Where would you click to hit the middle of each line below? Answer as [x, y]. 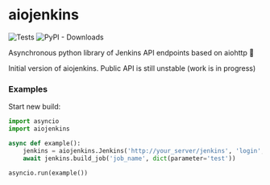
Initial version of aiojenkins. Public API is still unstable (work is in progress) [132, 68]
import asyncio [34, 121]
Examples [28, 88]
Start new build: [35, 107]
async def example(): [45, 143]
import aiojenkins [39, 129]
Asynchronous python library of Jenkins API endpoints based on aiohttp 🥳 [131, 52]
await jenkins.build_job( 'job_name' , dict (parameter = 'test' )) [129, 158]
